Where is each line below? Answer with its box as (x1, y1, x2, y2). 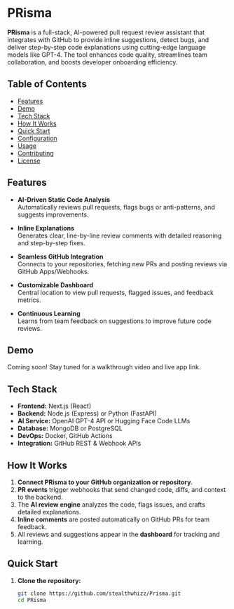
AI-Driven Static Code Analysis (17, 195, 111, 204)
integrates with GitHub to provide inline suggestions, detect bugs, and (7, 35, 209, 43)
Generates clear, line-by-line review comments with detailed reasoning (17, 231, 222, 240)
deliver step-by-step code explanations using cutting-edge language (7, 43, 206, 51)
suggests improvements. (17, 210, 89, 219)
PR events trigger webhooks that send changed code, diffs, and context (17, 486, 226, 493)
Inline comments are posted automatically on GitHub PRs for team (17, 515, 210, 524)
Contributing (17, 149, 54, 157)
